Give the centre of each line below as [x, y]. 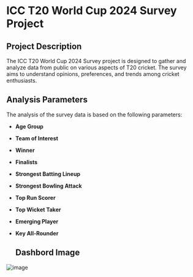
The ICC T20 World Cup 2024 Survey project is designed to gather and [96, 61]
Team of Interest [36, 138]
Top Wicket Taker [38, 210]
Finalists [26, 162]
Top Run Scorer [36, 197]
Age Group [29, 126]
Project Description [44, 46]
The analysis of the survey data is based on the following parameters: [94, 115]
